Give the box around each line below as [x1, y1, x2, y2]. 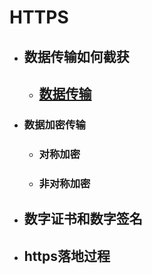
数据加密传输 [23, 117, 86, 131]
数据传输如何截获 [23, 48, 130, 65]
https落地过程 [23, 247, 111, 265]
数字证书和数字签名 [23, 211, 143, 228]
